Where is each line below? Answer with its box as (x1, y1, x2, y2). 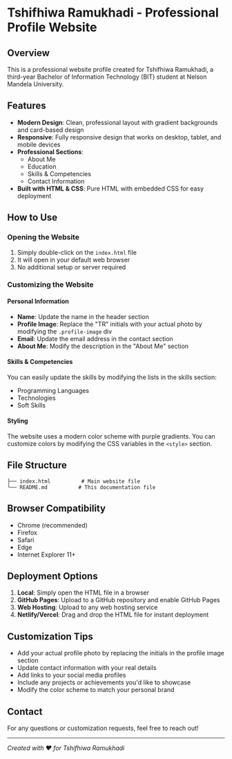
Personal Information (7, 297, 69, 305)
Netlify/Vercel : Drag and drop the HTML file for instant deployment (17, 611, 209, 619)
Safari (17, 535, 35, 544)
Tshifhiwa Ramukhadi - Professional (7, 5, 219, 21)
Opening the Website (7, 233, 79, 242)
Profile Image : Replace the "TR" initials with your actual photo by (17, 320, 202, 328)
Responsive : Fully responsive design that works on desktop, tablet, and (17, 133, 222, 141)
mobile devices (17, 140, 61, 148)
